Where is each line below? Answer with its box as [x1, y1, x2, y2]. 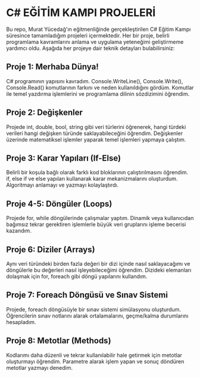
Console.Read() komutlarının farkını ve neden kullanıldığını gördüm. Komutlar [6, 84, 195, 91]
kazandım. [6, 227, 32, 234]
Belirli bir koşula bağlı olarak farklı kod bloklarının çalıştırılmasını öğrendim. [6, 169, 189, 176]
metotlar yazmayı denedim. [6, 364, 73, 371]
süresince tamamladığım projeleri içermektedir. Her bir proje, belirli [6, 32, 170, 39]
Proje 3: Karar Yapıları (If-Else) [6, 153, 121, 163]
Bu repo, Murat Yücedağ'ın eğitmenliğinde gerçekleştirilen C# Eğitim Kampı [6, 26, 191, 33]
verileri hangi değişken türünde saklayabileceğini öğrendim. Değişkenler [6, 130, 183, 137]
